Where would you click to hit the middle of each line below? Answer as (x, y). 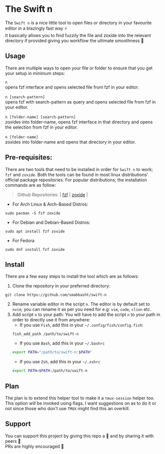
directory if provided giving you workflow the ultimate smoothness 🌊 (75, 40)
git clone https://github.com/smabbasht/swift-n (56, 295)
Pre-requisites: (29, 157)
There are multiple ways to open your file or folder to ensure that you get (79, 68)
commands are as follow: (31, 185)
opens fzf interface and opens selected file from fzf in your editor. (72, 87)
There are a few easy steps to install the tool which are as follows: (72, 277)
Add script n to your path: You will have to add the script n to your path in (86, 314)
